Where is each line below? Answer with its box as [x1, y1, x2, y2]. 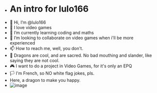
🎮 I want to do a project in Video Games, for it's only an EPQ [9, 63, 133, 69]
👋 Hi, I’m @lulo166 [9, 19, 46, 25]
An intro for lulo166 [9, 3, 89, 15]
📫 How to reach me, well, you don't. [9, 45, 83, 51]
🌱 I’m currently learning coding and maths [9, 30, 94, 35]
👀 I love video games [9, 24, 52, 30]
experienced [9, 40, 35, 46]
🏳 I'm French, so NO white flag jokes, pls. [9, 70, 95, 76]
